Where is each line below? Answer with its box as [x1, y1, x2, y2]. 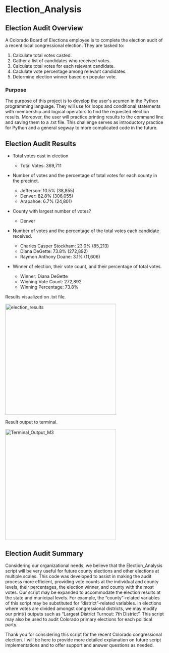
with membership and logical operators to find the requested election [5, 109, 149, 115]
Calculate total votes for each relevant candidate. [12, 63, 115, 69]
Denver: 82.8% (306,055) [20, 193, 74, 199]
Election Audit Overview [5, 24, 83, 32]
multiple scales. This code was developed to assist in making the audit [5, 573, 152, 579]
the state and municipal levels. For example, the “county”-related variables [5, 594, 160, 600]
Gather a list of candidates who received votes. [12, 58, 111, 64]
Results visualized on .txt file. [5, 294, 66, 300]
